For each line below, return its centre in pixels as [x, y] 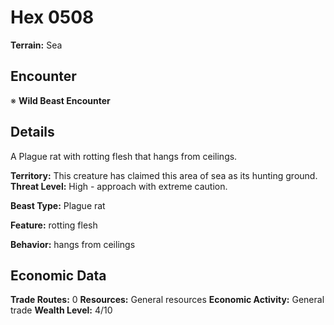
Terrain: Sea [36, 45]
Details [32, 132]
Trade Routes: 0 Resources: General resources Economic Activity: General [167, 300]
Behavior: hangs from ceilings [73, 244]
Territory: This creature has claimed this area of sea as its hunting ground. [164, 175]
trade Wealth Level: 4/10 [61, 310]
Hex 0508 [52, 17]
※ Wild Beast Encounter [60, 100]
